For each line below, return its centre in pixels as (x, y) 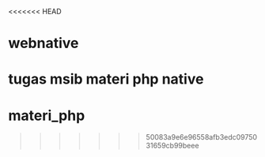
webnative (44, 43)
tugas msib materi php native (106, 79)
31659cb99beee (172, 146)
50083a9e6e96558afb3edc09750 (202, 137)
